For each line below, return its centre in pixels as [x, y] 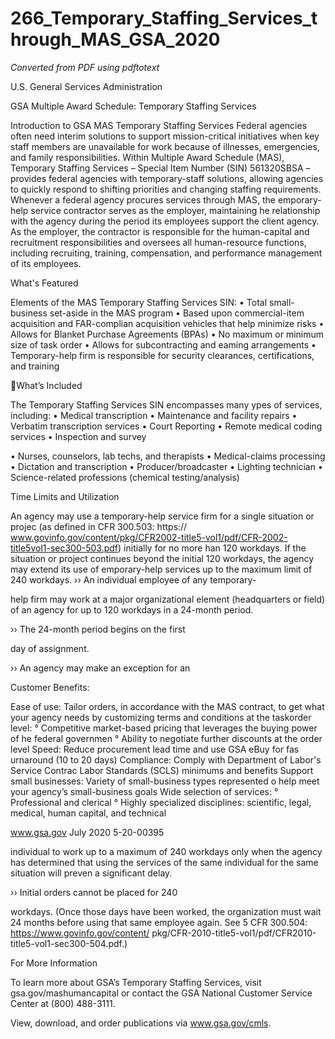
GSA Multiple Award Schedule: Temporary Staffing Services [133, 106]
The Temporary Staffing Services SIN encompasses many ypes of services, [166, 404]
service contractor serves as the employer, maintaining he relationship [175, 210]
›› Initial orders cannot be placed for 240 [94, 892]
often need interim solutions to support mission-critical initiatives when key [165, 136]
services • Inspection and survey [78, 436]
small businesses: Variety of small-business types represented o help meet [165, 781]
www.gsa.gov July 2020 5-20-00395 [87, 832]
